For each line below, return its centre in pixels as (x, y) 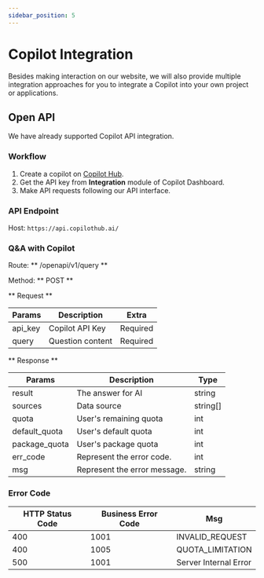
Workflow (27, 156)
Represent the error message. (132, 470)
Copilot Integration (71, 54)
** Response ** (33, 360)
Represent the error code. (124, 457)
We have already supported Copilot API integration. (91, 136)
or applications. (33, 93)
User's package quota (117, 444)
